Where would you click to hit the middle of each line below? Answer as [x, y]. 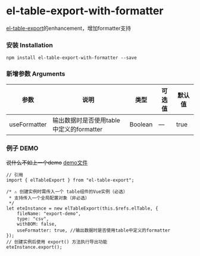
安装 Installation [30, 45]
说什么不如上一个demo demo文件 [47, 163]
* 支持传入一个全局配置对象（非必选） [49, 198]
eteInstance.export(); [34, 247]
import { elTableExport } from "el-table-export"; [70, 180]
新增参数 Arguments [36, 74]
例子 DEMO [22, 148]
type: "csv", [33, 218]
